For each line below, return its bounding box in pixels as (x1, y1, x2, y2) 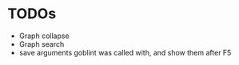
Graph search (18, 39, 65, 48)
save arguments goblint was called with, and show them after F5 (18, 48, 232, 57)
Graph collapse (18, 31, 70, 40)
